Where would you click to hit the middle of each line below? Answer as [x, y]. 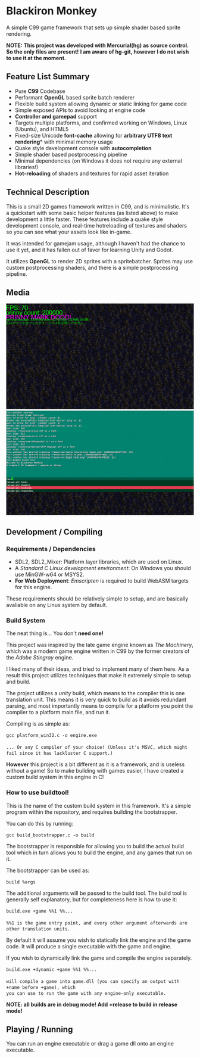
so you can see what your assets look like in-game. [69, 232]
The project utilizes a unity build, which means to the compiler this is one [96, 693]
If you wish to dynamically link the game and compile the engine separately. [99, 958]
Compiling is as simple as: [38, 724]
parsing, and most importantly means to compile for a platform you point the [100, 706]
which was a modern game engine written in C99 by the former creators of [98, 651]
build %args [21, 882]
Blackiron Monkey [51, 11]
